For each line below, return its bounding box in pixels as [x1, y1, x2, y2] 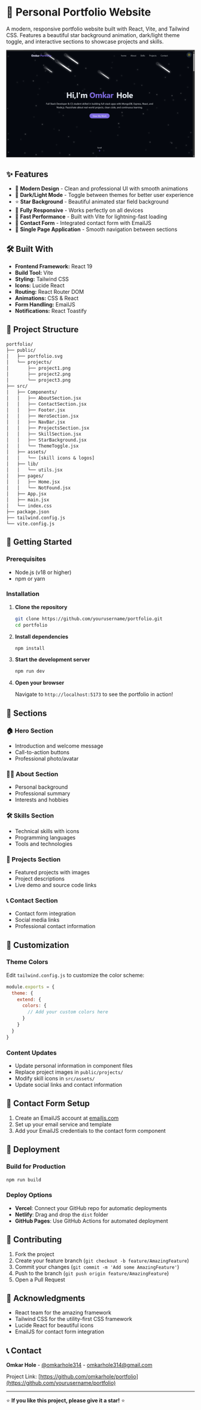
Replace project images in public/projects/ [14, 1068, 124, 1076]
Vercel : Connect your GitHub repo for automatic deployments [14, 1204, 167, 1211]
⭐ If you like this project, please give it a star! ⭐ [6, 1397, 126, 1404]
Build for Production [6, 1162, 66, 1171]
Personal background [14, 783, 68, 791]
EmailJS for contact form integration [14, 1328, 105, 1335]
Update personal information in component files [14, 1062, 133, 1069]
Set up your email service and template [14, 1120, 112, 1128]
